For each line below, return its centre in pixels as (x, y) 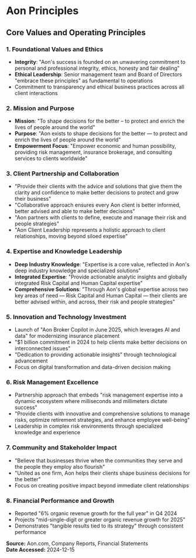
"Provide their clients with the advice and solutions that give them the (98, 187)
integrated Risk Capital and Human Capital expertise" (79, 283)
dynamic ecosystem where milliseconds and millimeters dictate (91, 401)
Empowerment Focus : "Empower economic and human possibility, (95, 146)
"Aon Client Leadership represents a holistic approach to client (90, 230)
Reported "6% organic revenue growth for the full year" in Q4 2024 (96, 513)
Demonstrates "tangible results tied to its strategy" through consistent (99, 526)
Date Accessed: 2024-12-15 (40, 549)
